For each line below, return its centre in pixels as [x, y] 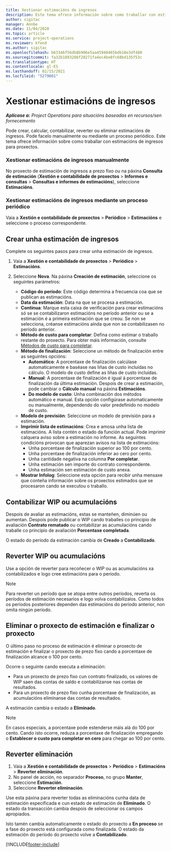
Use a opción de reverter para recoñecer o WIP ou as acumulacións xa [80, 568]
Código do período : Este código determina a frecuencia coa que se [91, 292]
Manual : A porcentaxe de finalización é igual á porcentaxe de [93, 378]
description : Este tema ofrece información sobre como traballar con [81, 15]
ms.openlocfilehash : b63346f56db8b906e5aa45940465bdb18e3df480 [74, 52]
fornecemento [21, 120]
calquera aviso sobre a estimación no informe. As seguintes [83, 437]
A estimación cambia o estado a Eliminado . [51, 708]
